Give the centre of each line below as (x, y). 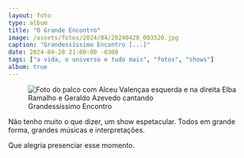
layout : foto (30, 15)
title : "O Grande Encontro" (55, 30)
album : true (28, 67)
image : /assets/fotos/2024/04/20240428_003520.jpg (93, 38)
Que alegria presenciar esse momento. (72, 145)
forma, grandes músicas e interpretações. (76, 130)
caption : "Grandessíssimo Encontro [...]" (79, 45)
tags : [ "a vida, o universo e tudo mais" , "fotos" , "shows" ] (111, 60)
